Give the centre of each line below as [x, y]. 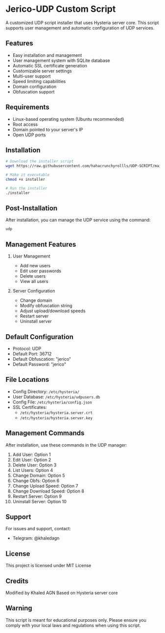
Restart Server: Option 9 [37, 496]
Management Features [41, 244]
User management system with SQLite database [61, 60]
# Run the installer [27, 188]
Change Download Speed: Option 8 [48, 491]
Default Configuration [40, 337]
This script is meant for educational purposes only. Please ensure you [76, 620]
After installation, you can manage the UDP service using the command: [78, 220]
